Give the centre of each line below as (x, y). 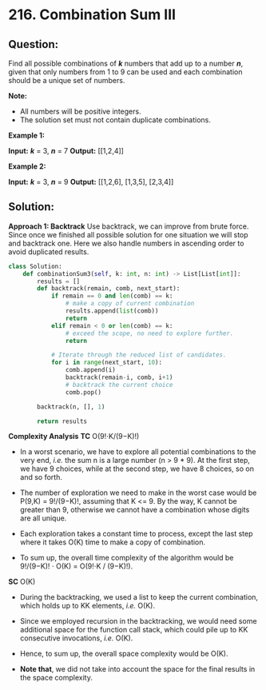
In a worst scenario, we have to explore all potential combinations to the (138, 452)
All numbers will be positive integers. (80, 111)
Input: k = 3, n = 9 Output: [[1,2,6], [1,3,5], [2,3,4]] (91, 182)
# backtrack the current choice (119, 385)
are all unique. (43, 518)
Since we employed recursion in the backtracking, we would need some (138, 621)
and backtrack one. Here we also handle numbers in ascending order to (126, 243)
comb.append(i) (90, 370)
